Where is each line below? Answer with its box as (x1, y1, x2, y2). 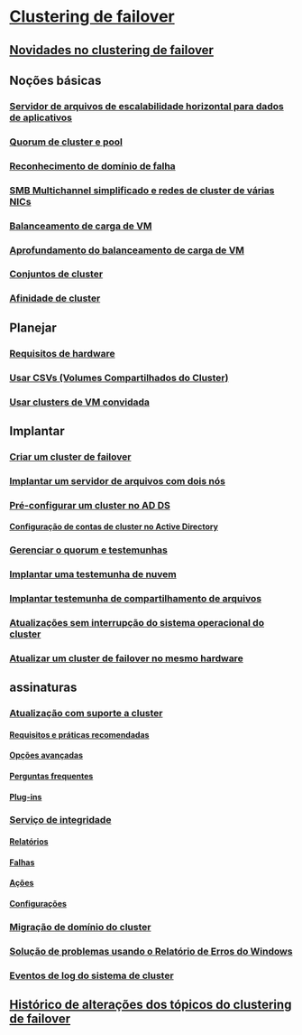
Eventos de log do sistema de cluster (9, 969, 174, 982)
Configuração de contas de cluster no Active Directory (9, 521, 219, 532)
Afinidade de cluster (9, 292, 101, 304)
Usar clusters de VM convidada (9, 396, 151, 408)
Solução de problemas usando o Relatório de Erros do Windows (9, 945, 293, 957)
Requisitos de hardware (9, 347, 115, 359)
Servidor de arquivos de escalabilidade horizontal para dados (9, 99, 284, 112)
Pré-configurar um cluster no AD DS (9, 499, 171, 511)
